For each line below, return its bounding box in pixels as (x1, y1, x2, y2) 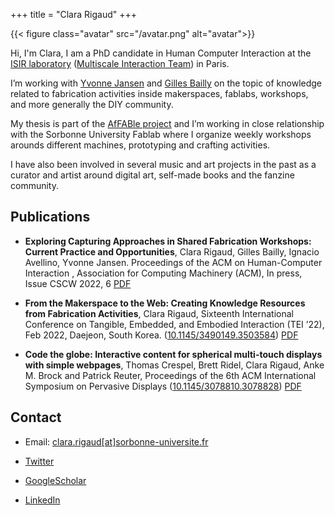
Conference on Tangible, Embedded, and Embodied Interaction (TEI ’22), (24, 318, 325, 330)
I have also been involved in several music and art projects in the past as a (10, 159, 317, 170)
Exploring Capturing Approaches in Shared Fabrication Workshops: (24, 235, 312, 247)
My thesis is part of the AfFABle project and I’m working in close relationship (10, 118, 325, 129)
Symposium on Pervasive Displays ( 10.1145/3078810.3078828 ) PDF (24, 380, 302, 392)
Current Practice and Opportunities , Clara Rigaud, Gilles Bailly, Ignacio (24, 245, 320, 258)
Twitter (24, 455, 55, 467)
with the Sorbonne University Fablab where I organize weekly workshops (10, 129, 312, 140)
